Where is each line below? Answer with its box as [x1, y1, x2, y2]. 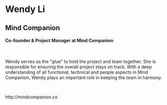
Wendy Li [5, 4, 45, 15]
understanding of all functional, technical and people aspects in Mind [5, 69, 148, 75]
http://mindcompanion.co [5, 94, 58, 100]
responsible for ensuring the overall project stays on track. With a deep [5, 64, 152, 70]
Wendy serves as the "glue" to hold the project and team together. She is [5, 58, 156, 64]
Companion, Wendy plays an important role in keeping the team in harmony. [5, 74, 162, 80]
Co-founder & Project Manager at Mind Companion [5, 38, 114, 44]
